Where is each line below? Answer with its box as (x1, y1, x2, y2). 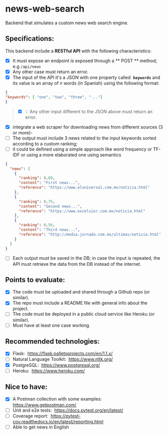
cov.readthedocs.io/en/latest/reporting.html (12, 418, 103, 424)
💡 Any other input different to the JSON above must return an (25, 108, 153, 114)
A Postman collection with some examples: (12, 396, 102, 402)
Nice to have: (5, 382, 48, 392)
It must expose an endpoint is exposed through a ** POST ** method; (12, 58, 157, 64)
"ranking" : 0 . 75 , (18, 199, 55, 204)
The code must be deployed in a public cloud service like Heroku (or (12, 311, 155, 317)
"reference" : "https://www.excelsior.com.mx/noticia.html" (18, 208, 145, 214)
